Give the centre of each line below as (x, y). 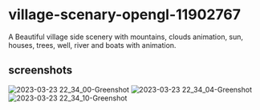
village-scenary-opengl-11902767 (124, 15)
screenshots (41, 71)
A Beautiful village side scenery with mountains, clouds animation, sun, (126, 37)
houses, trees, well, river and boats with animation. (92, 45)
